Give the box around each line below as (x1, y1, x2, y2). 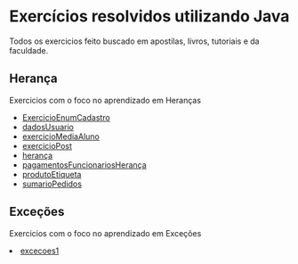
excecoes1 (20, 245, 60, 256)
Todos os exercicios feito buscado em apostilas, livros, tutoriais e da (9, 36, 260, 46)
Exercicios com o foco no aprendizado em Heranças (9, 95, 202, 105)
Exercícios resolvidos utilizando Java (9, 6, 290, 27)
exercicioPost (21, 140, 73, 151)
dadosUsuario (21, 121, 74, 132)
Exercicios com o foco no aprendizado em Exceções (9, 227, 202, 238)
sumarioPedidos (21, 178, 83, 189)
